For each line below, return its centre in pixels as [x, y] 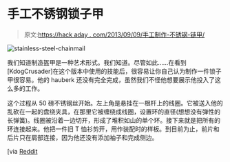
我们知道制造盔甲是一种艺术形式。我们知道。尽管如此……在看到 [97, 62]
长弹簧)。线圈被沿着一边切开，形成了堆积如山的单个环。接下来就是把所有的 [114, 120]
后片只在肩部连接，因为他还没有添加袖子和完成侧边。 [83, 137]
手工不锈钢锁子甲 [56, 14]
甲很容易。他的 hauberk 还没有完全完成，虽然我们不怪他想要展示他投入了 [111, 79]
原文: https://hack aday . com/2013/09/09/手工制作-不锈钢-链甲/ [114, 34]
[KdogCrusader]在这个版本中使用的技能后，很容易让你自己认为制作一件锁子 [114, 71]
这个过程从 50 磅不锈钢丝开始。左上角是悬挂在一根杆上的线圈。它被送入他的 [115, 103]
